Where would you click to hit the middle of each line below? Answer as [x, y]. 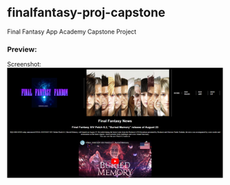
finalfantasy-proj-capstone [86, 13]
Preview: [22, 49]
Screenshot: [24, 64]
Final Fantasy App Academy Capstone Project [72, 32]
